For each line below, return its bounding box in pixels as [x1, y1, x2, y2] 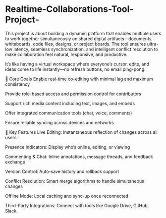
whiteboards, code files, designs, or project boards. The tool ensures [5, 41, 146, 47]
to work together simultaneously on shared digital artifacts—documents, [5, 36, 153, 42]
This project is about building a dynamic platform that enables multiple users [5, 30, 162, 36]
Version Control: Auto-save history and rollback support [5, 168, 119, 174]
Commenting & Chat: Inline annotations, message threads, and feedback [5, 154, 154, 160]
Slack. [5, 208, 18, 214]
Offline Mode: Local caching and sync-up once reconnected [5, 193, 129, 199]
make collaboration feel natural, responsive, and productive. [5, 51, 128, 57]
